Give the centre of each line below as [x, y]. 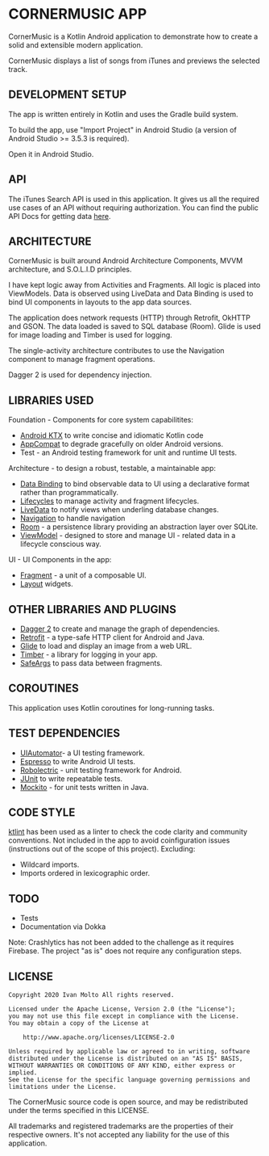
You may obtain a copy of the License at [79, 1024]
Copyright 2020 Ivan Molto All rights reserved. [91, 995]
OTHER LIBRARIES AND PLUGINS [93, 610]
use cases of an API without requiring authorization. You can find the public [134, 208]
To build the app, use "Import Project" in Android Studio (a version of [123, 129]
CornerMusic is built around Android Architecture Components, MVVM [126, 261]
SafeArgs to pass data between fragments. [91, 663]
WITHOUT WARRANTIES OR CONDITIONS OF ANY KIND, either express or [122, 1066]
